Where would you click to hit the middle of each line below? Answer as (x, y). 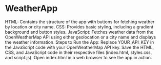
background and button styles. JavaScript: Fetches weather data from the (79, 32)
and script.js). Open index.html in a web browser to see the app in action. (79, 57)
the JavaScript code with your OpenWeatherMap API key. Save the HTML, (80, 47)
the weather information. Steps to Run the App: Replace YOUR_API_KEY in (80, 42)
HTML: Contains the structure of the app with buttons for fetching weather (80, 22)
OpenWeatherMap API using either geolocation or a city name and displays (80, 37)
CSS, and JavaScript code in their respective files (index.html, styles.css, (79, 52)
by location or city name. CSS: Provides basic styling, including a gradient (79, 26)
